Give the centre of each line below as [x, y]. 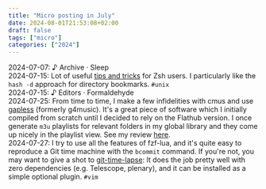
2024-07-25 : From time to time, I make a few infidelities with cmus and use [131, 101]
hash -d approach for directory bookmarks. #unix [89, 85]
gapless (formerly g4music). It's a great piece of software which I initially [128, 110]
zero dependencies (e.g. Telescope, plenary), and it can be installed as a [127, 168]
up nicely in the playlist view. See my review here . [89, 134]
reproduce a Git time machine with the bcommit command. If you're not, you [131, 152]
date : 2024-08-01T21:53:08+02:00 [64, 23]
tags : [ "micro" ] [35, 38]
